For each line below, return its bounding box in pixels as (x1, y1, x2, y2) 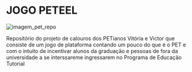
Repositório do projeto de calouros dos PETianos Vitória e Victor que (6, 35, 175, 42)
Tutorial (6, 60, 25, 67)
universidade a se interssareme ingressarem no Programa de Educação (6, 54, 182, 61)
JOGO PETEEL (6, 4, 78, 17)
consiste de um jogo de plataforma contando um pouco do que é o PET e (6, 41, 187, 48)
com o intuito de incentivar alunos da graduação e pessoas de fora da (6, 47, 178, 54)
